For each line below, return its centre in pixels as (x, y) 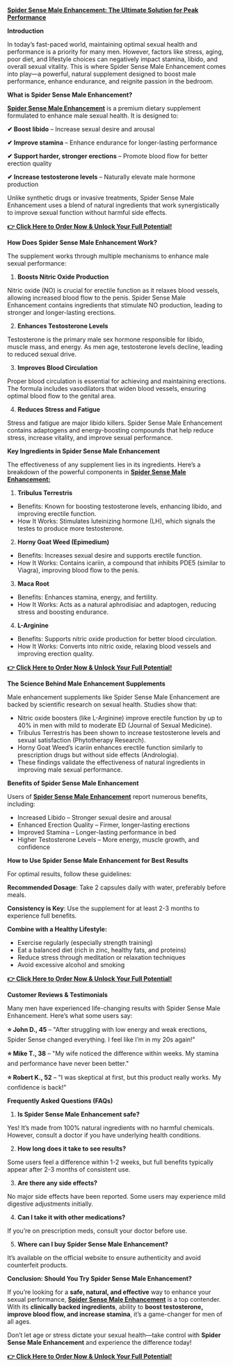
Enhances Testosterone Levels (63, 326)
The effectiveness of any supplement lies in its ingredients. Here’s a (104, 464)
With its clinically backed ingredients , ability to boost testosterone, (105, 1307)
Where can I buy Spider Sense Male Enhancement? (93, 1244)
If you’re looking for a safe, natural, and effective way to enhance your (109, 1292)
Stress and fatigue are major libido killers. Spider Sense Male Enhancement (115, 423)
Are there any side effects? (57, 1183)
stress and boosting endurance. (63, 612)
